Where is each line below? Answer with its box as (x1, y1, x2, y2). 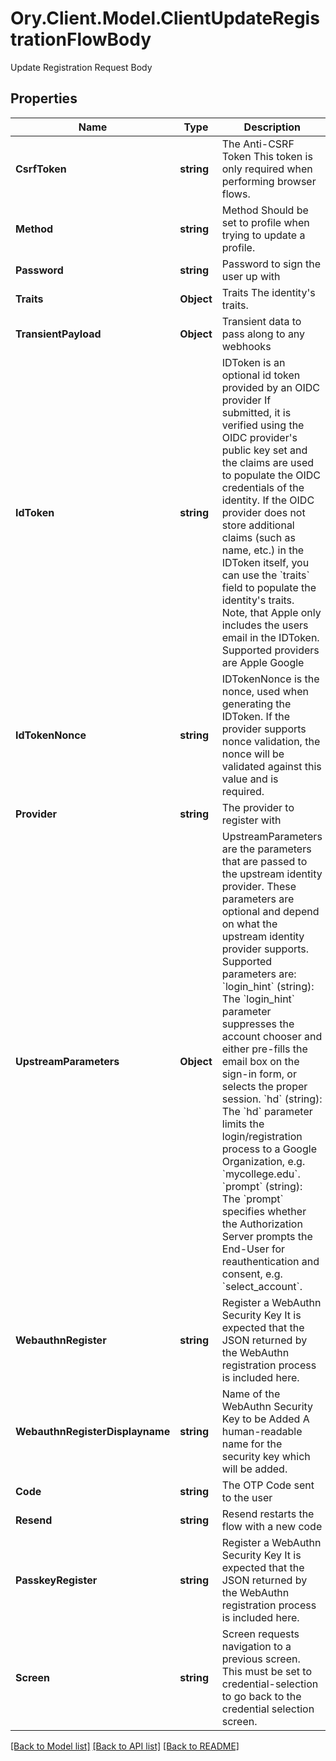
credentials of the (221, 480, 305, 494)
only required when (221, 162, 313, 176)
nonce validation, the (221, 734, 321, 748)
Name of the (221, 1387, 281, 1401)
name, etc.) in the (221, 543, 305, 557)
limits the (221, 1117, 265, 1131)
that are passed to (221, 854, 308, 868)
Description (243, 120, 302, 134)
